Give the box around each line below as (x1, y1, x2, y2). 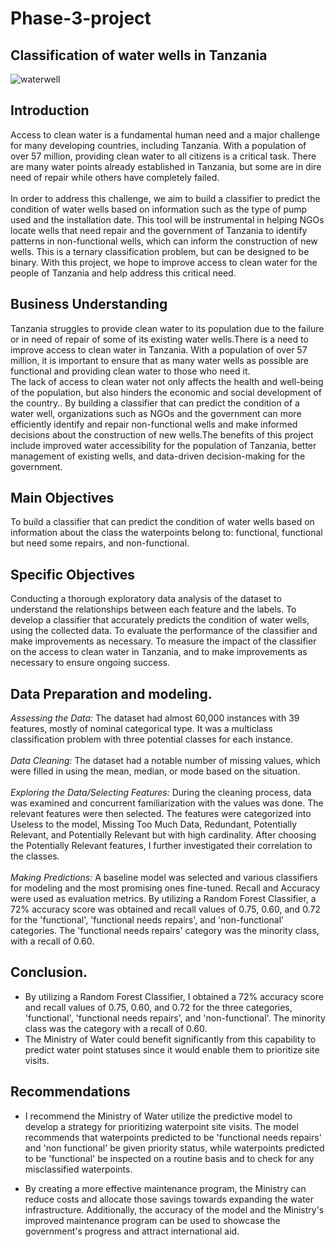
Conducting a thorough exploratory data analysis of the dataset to (10, 593, 282, 605)
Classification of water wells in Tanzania (10, 47, 268, 64)
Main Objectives (10, 490, 115, 507)
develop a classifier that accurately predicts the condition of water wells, (10, 614, 310, 626)
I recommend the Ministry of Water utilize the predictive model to (24, 1110, 293, 1122)
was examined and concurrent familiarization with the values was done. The (10, 797, 324, 809)
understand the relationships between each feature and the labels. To (10, 603, 297, 616)
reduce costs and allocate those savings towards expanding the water (24, 1193, 315, 1205)
